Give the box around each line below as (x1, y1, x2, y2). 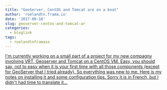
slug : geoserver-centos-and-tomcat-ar (5, 21, 85, 26)
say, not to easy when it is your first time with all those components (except (5, 63, 160, 69)
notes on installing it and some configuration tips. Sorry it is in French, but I (5, 74, 159, 80)
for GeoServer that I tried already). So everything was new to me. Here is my (5, 69, 162, 75)
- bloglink (9, 30, 32, 35)
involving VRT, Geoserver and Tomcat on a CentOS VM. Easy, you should (5, 58, 155, 64)
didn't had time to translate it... (5, 79, 68, 85)
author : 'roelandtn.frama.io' (5, 12, 68, 17)
